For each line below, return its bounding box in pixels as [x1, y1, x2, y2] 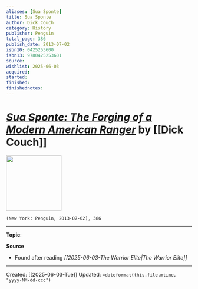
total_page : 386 [6, 36, 46, 42]
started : [6, 74, 28, 80]
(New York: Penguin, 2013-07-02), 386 [6, 215, 101, 221]
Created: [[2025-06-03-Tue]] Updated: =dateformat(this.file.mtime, [6, 271, 177, 278]
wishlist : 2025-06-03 [6, 63, 60, 69]
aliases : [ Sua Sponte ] [6, 8, 62, 15]
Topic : [6, 231, 22, 238]
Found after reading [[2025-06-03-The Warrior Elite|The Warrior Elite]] [14, 254, 187, 261]
